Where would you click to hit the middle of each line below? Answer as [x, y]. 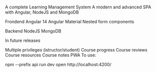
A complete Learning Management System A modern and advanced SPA [78, 7]
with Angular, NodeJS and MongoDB [42, 12]
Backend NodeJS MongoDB [33, 31]
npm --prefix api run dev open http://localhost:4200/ [58, 64]
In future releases [23, 40]
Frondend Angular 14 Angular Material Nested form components [70, 22]
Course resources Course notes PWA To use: [51, 55]
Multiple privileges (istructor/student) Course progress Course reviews [76, 50]
